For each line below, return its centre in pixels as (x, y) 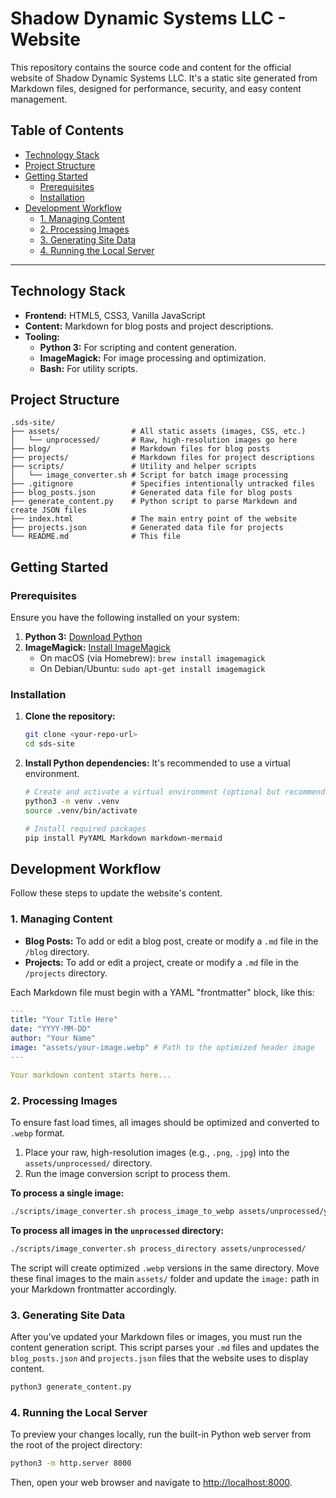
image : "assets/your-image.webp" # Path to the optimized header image (162, 1048)
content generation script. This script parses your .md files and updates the (165, 1348)
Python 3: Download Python (83, 637)
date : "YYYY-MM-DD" (51, 1029)
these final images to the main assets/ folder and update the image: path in (165, 1278)
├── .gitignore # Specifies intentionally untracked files (162, 484)
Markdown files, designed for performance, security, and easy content (156, 88)
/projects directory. (66, 973)
